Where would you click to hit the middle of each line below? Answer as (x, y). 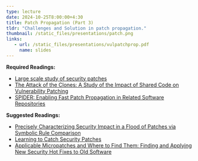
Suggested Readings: (33, 115)
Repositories (30, 104)
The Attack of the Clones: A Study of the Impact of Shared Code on (97, 85)
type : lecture (24, 12)
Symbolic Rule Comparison (48, 133)
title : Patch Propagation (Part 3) (50, 22)
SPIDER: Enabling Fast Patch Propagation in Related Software (89, 97)
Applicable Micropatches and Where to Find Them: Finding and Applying (103, 145)
